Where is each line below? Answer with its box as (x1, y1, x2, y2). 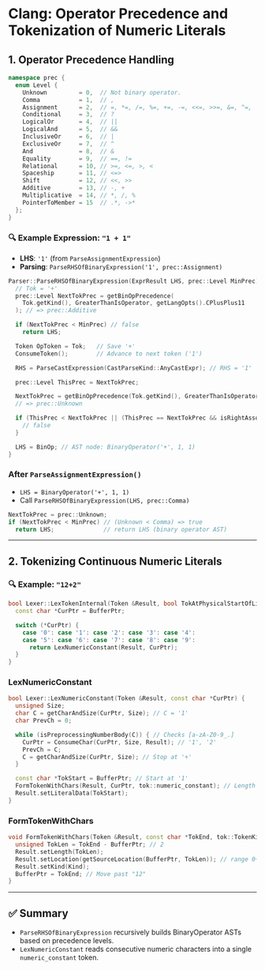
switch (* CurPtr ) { (15, 621, 80, 629)
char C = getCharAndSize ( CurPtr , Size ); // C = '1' (15, 709, 189, 717)
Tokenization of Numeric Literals (8, 21, 226, 39)
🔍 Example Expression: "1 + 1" (8, 232, 132, 243)
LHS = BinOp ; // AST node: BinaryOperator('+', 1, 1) (15, 443, 196, 451)
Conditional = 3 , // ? (22, 111, 114, 118)
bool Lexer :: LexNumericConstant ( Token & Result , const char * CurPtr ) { (8, 694, 245, 703)
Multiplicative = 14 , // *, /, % (22, 191, 136, 199)
